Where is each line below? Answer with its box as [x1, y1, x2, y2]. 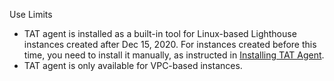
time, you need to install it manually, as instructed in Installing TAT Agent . [23, 49, 325, 61]
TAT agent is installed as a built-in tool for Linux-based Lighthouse [23, 28, 297, 39]
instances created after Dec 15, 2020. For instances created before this [23, 39, 317, 50]
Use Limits [9, 9, 53, 20]
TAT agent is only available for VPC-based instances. [23, 60, 243, 71]
